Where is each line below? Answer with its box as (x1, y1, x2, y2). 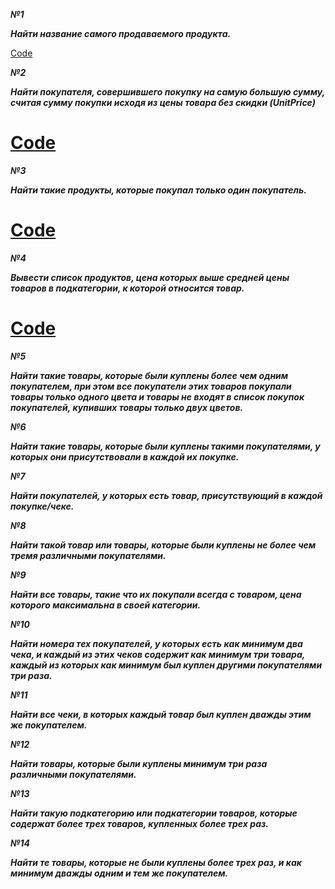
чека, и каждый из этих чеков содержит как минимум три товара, (10, 648, 306, 660)
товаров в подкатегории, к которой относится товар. (10, 282, 245, 294)
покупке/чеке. (10, 500, 75, 512)
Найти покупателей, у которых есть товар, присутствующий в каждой (10, 489, 323, 501)
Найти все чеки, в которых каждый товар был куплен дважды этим (10, 708, 312, 720)
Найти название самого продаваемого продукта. (10, 28, 232, 39)
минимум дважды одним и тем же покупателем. (10, 867, 229, 879)
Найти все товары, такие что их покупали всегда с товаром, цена (10, 588, 302, 600)
